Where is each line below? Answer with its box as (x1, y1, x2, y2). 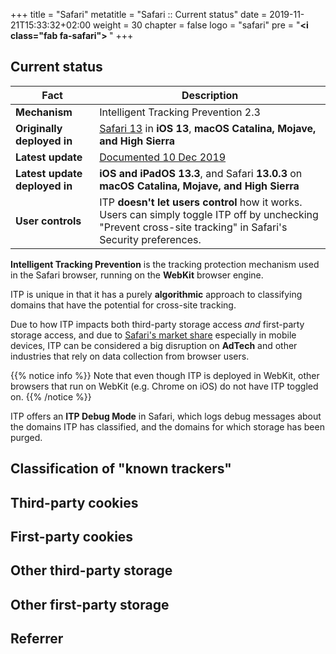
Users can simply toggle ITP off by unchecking (99, 207, 319, 221)
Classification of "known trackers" (10, 460, 232, 478)
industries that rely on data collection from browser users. (10, 350, 250, 362)
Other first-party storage (10, 596, 170, 613)
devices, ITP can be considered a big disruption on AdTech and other (10, 339, 298, 351)
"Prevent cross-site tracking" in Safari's (99, 220, 288, 234)
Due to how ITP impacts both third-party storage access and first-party (10, 318, 305, 330)
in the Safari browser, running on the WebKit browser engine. (10, 269, 264, 281)
